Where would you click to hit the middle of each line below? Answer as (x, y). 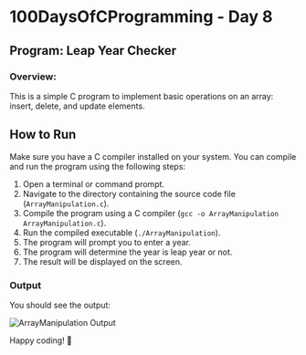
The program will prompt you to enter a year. (107, 242)
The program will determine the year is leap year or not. (127, 252)
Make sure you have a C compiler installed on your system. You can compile (153, 156)
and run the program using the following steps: (97, 166)
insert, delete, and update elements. (77, 106)
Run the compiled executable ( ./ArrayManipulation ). (121, 232)
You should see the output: (60, 305)
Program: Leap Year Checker (93, 51)
